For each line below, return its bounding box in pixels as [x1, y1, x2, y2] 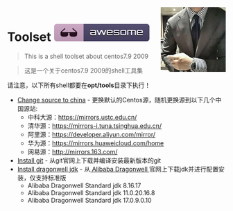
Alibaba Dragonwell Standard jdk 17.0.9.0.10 [27, 196, 152, 204]
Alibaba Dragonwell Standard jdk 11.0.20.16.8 [27, 188, 155, 196]
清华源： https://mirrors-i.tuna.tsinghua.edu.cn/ [27, 121, 162, 130]
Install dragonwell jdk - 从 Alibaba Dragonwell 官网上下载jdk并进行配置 [17, 165, 219, 173]
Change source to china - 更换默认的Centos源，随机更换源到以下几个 [17, 95, 216, 104]
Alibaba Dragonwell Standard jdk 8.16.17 [27, 181, 141, 190]
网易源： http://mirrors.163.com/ [27, 147, 118, 156]
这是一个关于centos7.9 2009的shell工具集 [24, 66, 144, 75]
